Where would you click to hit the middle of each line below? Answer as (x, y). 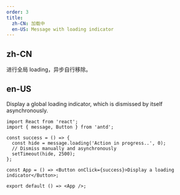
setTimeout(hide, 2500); (44, 154)
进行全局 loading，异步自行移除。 (49, 70)
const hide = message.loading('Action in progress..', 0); (89, 143)
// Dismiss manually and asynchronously (64, 148)
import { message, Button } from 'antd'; (60, 127)
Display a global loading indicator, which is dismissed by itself (84, 104)
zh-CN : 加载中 (29, 23)
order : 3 (18, 12)
